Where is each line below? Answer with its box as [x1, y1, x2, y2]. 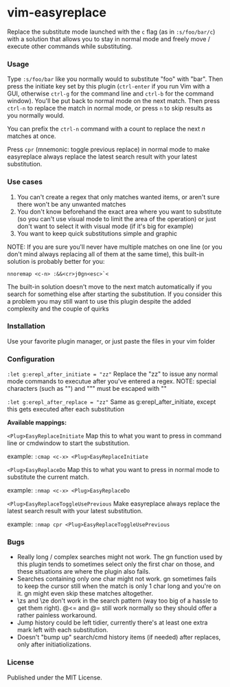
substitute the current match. [7, 473, 89, 482]
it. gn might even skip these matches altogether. [16, 589, 153, 598]
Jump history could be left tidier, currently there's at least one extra [16, 618, 208, 627]
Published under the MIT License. [7, 673, 103, 682]
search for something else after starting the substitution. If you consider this [7, 290, 222, 298]
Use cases [7, 177, 43, 187]
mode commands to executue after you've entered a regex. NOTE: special [7, 377, 216, 385]
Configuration [7, 354, 55, 363]
